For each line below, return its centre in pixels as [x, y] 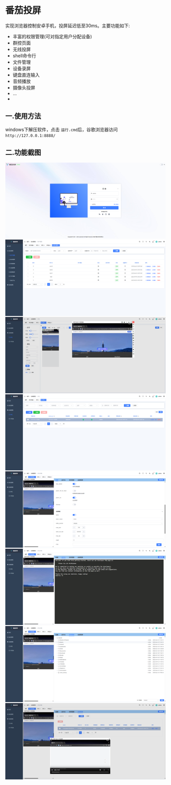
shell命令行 [24, 55]
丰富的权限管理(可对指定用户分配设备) [52, 36]
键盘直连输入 [26, 75]
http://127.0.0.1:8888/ [31, 136]
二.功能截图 [23, 153]
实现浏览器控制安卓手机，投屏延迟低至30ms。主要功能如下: [68, 26]
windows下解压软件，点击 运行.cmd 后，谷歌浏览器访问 [62, 129]
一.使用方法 [23, 116]
